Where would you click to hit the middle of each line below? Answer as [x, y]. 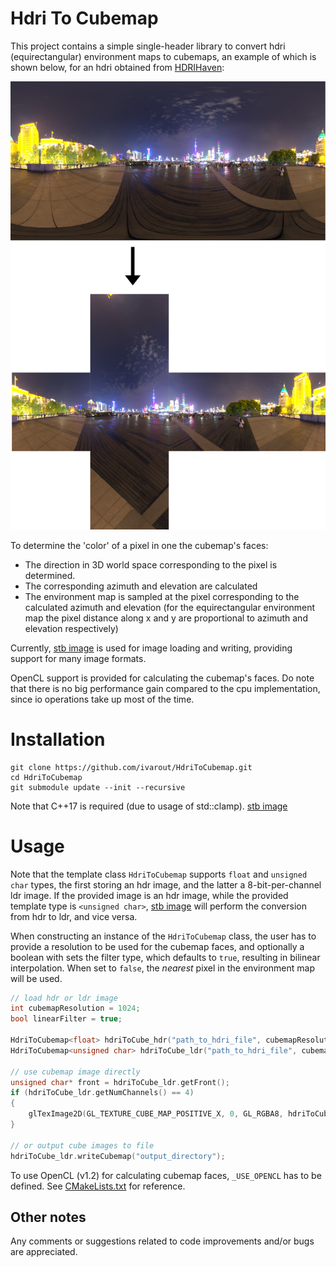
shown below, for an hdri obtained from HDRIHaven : [117, 67]
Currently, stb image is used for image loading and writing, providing [151, 648]
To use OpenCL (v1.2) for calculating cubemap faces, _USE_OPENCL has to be [166, 1175]
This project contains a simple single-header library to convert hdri [148, 46]
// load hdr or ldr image [64, 998]
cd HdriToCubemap [46, 777]
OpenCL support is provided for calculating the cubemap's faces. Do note [162, 678]
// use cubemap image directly [75, 1072]
